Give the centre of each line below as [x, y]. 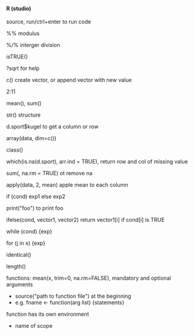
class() [15, 150]
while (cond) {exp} [29, 232]
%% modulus [23, 34]
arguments [20, 284]
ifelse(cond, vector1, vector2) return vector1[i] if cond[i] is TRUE [86, 220]
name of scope [34, 326]
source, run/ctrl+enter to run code [49, 22]
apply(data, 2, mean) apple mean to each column [67, 185]
